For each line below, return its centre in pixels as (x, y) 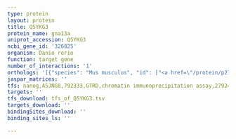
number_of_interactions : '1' (50, 66)
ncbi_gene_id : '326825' (42, 46)
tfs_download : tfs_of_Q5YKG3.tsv (56, 99)
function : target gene (40, 60)
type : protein (28, 14)
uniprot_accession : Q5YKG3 (47, 40)
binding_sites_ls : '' (39, 118)
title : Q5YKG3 (28, 27)
